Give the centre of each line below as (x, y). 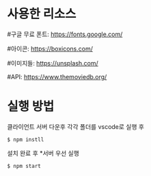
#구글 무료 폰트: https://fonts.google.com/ (65, 34)
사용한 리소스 (42, 14)
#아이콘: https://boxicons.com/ (50, 48)
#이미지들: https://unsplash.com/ (53, 63)
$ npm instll (26, 140)
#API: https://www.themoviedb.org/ (57, 76)
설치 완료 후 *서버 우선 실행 (43, 153)
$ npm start (24, 166)
